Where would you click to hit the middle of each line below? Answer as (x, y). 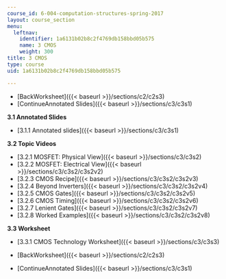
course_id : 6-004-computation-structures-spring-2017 (86, 13)
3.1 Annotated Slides (37, 117)
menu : (15, 26)
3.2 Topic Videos (32, 143)
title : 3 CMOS (27, 58)
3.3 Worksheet (29, 228)
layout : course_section (41, 20)
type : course (26, 64)
